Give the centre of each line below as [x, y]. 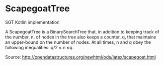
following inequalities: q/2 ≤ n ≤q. [39, 47]
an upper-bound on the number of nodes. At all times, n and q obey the [78, 42]
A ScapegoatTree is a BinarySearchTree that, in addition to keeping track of [82, 32]
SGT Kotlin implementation [32, 22]
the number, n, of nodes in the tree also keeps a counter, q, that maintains [81, 37]
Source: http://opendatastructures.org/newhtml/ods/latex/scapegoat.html [81, 57]
